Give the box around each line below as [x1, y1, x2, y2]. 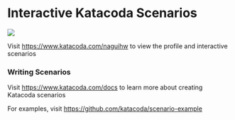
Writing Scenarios [7, 67, 71, 77]
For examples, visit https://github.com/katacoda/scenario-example [7, 104, 202, 113]
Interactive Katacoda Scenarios [7, 5, 197, 21]
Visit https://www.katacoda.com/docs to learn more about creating [7, 83, 203, 92]
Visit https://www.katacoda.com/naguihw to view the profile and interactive [7, 41, 229, 50]
